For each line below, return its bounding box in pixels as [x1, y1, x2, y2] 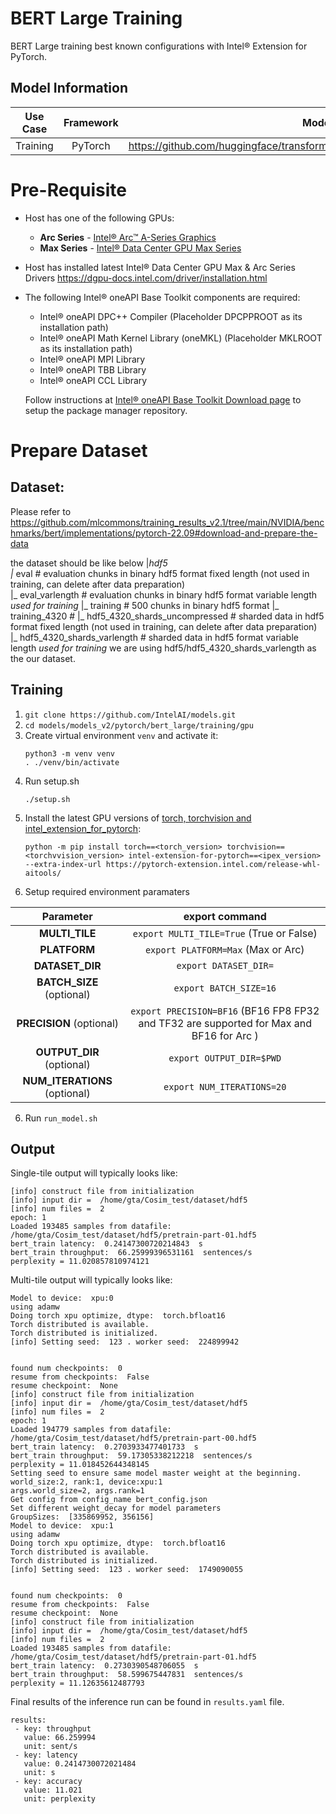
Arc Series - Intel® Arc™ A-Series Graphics [39, 231, 217, 243]
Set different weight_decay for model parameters [10, 1503, 222, 1514]
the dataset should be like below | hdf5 [10, 557, 168, 569]
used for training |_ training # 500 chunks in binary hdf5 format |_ [10, 599, 280, 611]
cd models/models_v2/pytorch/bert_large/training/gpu [24, 720, 254, 731]
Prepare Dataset [10, 439, 148, 462]
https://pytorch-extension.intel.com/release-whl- [105, 859, 322, 869]
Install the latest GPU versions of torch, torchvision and [24, 812, 252, 824]
